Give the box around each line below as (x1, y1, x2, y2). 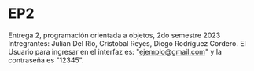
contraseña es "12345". (8, 55, 84, 65)
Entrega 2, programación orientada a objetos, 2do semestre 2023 (8, 30, 221, 40)
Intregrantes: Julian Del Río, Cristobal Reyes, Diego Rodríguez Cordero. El (8, 38, 246, 48)
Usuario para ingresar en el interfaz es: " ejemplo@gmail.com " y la (8, 47, 223, 56)
